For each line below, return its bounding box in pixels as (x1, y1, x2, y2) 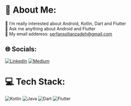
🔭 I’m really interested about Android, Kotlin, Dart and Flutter (5, 21, 126, 26)
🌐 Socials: (5, 45, 37, 53)
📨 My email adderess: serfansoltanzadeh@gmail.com (5, 31, 112, 37)
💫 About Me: (5, 4, 57, 16)
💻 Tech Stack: (5, 76, 65, 87)
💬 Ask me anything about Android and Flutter (5, 25, 96, 31)
